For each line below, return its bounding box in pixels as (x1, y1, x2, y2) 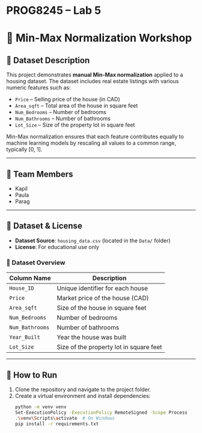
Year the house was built (57, 333, 127, 341)
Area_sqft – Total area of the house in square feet (14, 102, 138, 109)
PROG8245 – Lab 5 (6, 4, 101, 17)
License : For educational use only (14, 243, 99, 250)
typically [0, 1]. (6, 146, 43, 153)
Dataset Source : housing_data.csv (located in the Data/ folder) (14, 236, 171, 244)
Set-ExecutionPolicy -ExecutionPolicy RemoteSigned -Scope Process (14, 409, 188, 416)
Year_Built (9, 334, 40, 341)
